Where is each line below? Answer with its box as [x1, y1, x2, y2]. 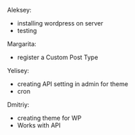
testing [17, 27, 37, 34]
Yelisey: [7, 67, 30, 74]
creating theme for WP [17, 114, 82, 122]
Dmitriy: [7, 101, 30, 109]
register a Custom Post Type [17, 53, 98, 61]
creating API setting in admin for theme [17, 80, 129, 88]
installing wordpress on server [17, 19, 103, 27]
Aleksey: [7, 6, 32, 14]
